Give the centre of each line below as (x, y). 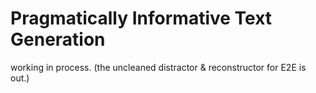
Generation (58, 39)
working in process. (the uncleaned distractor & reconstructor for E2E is (158, 67)
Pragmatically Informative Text (141, 18)
